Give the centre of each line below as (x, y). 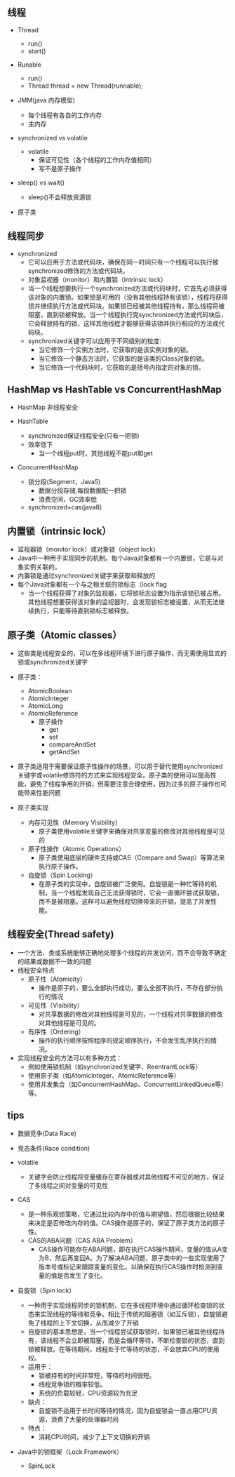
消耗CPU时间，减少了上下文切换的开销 (94, 1436)
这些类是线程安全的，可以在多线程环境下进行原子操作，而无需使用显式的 (122, 653)
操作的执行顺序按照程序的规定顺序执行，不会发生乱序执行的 (125, 1040)
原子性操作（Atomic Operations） (76, 849)
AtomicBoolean (50, 691)
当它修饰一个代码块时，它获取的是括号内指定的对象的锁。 (121, 367)
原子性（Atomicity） (57, 979)
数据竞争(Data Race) (47, 1133)
